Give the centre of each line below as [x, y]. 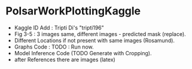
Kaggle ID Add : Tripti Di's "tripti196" [59, 28]
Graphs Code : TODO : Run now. [54, 47]
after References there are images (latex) [65, 59]
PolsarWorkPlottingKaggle [73, 11]
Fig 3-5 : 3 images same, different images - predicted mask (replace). [100, 34]
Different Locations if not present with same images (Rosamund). [94, 40]
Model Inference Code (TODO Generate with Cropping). [83, 53]
